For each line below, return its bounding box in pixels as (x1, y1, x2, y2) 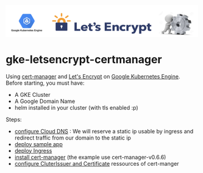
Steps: (5, 116, 22, 123)
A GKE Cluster (14, 91, 51, 98)
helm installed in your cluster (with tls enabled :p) (14, 104, 138, 111)
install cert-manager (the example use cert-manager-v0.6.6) (14, 154, 166, 161)
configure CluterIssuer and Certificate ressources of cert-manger (14, 160, 179, 167)
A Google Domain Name (14, 97, 76, 105)
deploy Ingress (14, 147, 52, 154)
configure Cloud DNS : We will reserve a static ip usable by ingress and (14, 127, 194, 135)
